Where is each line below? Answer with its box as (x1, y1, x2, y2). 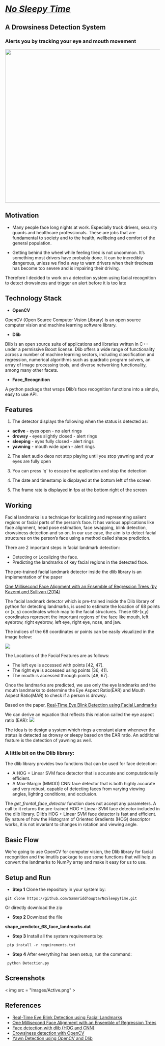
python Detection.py (7, 961, 50, 966)
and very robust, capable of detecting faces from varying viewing (12, 786, 145, 792)
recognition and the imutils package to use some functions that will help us (5, 854, 157, 860)
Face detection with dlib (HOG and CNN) (12, 1025, 95, 1031)
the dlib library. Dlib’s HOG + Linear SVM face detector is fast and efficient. (5, 811, 157, 817)
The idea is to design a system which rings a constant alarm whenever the (5, 727, 156, 733)
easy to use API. (5, 391, 38, 397)
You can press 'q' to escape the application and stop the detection (12, 468, 147, 474)
